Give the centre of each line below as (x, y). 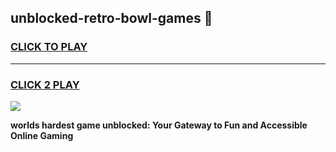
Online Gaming (42, 135)
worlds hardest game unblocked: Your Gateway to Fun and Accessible (159, 125)
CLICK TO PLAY (49, 47)
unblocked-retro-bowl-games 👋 (111, 18)
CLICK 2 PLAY (45, 84)
